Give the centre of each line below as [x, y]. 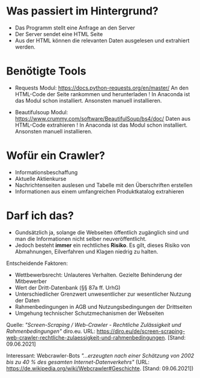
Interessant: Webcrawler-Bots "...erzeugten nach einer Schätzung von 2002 [100, 355]
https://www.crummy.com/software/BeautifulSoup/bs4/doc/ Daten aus [103, 118]
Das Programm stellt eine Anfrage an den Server [75, 28]
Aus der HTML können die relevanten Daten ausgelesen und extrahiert [102, 40]
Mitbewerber [31, 281]
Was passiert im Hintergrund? [83, 11]
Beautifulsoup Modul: [41, 112]
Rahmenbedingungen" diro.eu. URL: [51, 331]
